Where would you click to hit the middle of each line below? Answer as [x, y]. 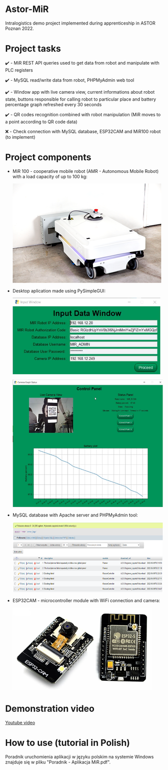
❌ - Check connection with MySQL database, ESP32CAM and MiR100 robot [83, 131]
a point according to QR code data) [41, 122]
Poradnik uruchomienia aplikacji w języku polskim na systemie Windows [79, 756]
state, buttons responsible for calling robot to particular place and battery [81, 99]
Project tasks [33, 49]
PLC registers [19, 70]
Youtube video [20, 722]
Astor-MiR [27, 9]
